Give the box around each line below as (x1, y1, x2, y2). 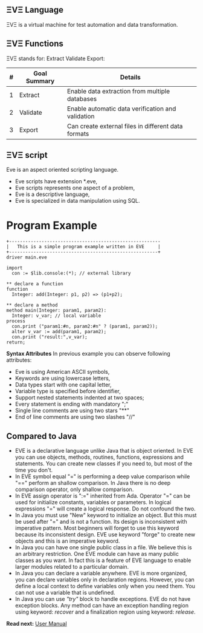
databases (66, 94, 97, 103)
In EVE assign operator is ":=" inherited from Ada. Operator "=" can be (14, 492, 191, 499)
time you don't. (14, 467, 53, 474)
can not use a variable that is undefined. (14, 589, 115, 597)
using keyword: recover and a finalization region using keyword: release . (14, 608, 196, 615)
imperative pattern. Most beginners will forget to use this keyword (14, 524, 179, 532)
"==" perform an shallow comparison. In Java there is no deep (14, 479, 171, 487)
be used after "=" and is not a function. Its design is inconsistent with (14, 518, 187, 526)
